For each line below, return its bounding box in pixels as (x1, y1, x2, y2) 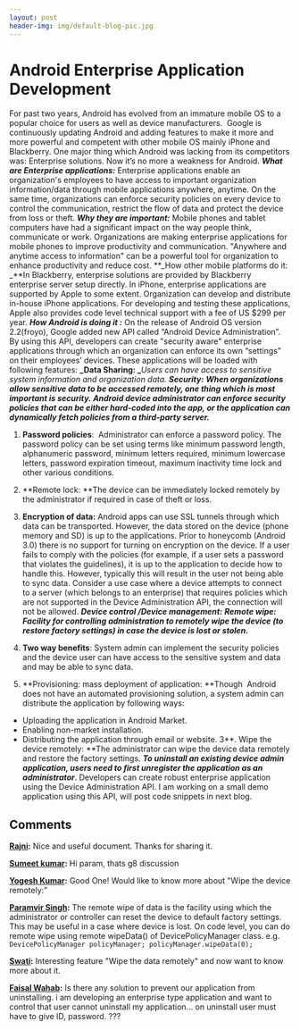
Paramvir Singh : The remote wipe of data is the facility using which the (9, 902, 272, 913)
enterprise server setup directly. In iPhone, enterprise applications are (9, 279, 267, 290)
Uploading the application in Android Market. (21, 716, 187, 726)
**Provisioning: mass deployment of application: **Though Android (21, 679, 277, 690)
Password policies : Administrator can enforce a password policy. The (21, 430, 282, 440)
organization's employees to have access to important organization (9, 175, 257, 186)
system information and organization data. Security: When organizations (9, 374, 284, 385)
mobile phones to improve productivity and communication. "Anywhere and (9, 241, 287, 252)
